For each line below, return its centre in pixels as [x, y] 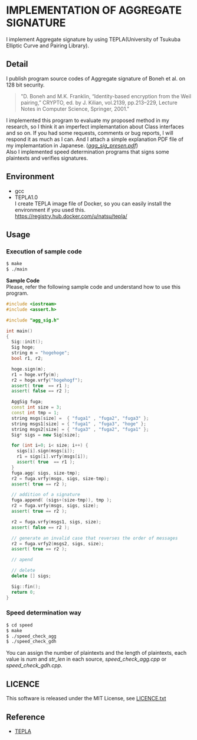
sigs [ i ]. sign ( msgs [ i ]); [46, 451]
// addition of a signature [46, 495]
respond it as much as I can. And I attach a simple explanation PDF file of [95, 139]
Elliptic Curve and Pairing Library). [48, 46]
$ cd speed [19, 625]
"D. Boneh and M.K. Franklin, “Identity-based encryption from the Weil [106, 96]
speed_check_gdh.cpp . [35, 665]
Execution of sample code [44, 251]
